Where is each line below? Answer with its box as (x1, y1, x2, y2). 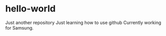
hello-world (5, 3, 56, 14)
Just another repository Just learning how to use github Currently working (5, 19, 161, 25)
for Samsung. (5, 24, 34, 30)
